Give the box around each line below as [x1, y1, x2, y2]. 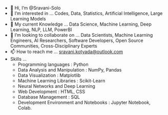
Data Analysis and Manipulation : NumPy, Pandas [17, 67, 122, 73]
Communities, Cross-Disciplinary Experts [10, 43, 97, 49]
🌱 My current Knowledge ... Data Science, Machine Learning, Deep [10, 21, 152, 27]
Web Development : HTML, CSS [17, 88, 86, 95]
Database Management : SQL [17, 94, 80, 100]
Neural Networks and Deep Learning [17, 83, 96, 89]
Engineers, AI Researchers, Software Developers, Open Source [10, 37, 143, 43]
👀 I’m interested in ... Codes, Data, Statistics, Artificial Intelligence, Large [10, 10, 163, 16]
